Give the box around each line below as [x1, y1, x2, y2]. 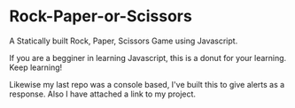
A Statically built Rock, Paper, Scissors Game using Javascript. [9, 35, 238, 46]
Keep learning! [9, 62, 63, 73]
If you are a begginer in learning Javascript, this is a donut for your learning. [9, 52, 287, 63]
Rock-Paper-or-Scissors [9, 6, 192, 27]
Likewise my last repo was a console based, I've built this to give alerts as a [9, 79, 285, 89]
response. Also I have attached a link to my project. [9, 89, 197, 99]
